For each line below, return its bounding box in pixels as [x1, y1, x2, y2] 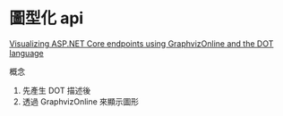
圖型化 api [9, 8, 84, 29]
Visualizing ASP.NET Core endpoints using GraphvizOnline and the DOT [9, 37, 274, 49]
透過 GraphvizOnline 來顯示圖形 [21, 95, 140, 107]
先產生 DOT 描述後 [21, 85, 91, 95]
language [9, 47, 44, 58]
